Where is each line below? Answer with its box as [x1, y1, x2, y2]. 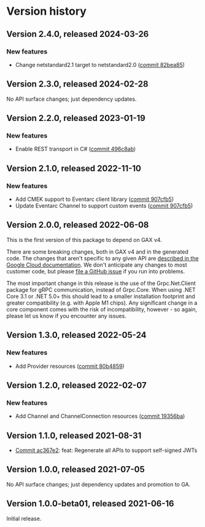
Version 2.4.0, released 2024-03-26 [6, 29, 149, 39]
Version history [6, 4, 87, 18]
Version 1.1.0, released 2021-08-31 [6, 430, 142, 440]
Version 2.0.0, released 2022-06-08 [6, 220, 149, 230]
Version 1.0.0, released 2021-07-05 [6, 464, 145, 475]
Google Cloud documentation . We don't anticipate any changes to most [6, 261, 187, 268]
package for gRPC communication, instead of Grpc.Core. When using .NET [6, 286, 196, 293]
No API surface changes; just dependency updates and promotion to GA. [6, 480, 191, 488]
